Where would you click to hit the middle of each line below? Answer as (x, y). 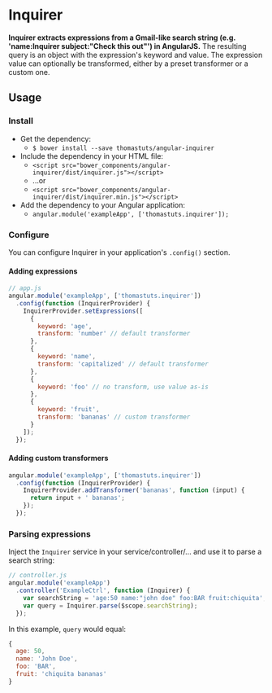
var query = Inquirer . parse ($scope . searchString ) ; (110, 605)
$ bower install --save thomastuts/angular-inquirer (123, 148)
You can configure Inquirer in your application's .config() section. (119, 252)
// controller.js (38, 576)
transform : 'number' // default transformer (114, 334)
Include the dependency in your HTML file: (92, 156)
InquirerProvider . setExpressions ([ (83, 311)
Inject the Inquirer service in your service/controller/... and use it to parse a (135, 552)
